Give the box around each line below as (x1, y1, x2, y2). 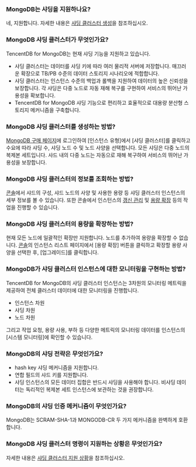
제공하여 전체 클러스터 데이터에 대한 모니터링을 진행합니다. (6, 287, 139, 294)
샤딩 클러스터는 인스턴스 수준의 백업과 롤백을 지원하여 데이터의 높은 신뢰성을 (14, 77, 188, 84)
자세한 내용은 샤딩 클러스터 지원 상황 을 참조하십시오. (6, 454, 125, 461)
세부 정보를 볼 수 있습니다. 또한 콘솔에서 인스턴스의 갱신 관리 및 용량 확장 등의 (6, 197, 183, 204)
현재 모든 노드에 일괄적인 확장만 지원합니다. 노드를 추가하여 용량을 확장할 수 (6, 234, 178, 241)
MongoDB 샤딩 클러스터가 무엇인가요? (6, 36, 109, 44)
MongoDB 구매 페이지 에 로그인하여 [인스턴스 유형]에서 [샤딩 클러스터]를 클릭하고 (6, 136, 191, 144)
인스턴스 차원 (14, 299, 45, 306)
